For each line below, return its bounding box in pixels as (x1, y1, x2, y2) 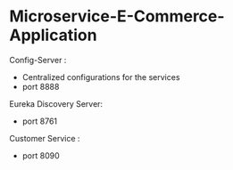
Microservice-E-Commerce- (9, 6, 225, 27)
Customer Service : (9, 133, 80, 143)
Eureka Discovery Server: (9, 98, 104, 109)
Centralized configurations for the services (21, 71, 180, 82)
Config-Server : (9, 54, 67, 65)
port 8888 (21, 81, 60, 92)
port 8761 (21, 116, 58, 126)
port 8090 (21, 150, 60, 161)
